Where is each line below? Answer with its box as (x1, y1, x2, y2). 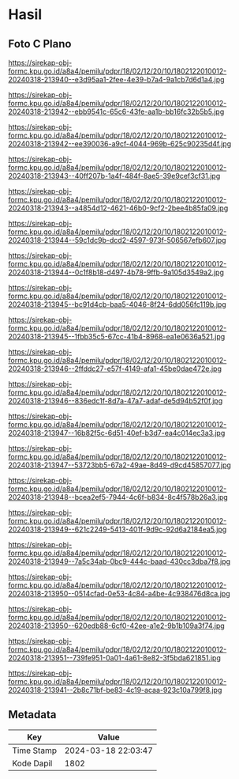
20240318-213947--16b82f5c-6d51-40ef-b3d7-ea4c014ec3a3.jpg (8, 429, 226, 437)
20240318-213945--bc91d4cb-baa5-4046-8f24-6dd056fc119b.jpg (8, 300, 226, 309)
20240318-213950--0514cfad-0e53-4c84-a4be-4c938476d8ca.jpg (8, 589, 230, 598)
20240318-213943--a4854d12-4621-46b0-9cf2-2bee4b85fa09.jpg (8, 203, 229, 213)
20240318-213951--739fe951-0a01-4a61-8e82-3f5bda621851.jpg (8, 653, 221, 662)
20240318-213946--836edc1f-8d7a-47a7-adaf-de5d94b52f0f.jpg (8, 396, 223, 405)
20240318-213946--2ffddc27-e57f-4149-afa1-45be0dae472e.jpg (8, 364, 222, 373)
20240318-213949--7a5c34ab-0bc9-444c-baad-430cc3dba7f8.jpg (8, 557, 231, 566)
